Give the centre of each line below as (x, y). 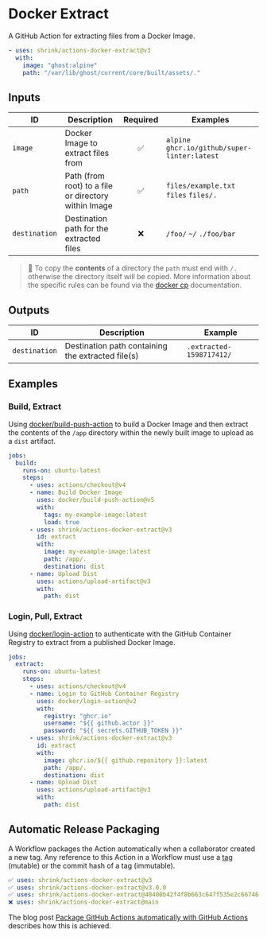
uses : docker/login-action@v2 (87, 701)
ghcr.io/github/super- (209, 148)
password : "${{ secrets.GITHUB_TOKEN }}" (113, 731)
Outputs (29, 310)
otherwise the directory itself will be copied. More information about (139, 277)
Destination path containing (116, 346)
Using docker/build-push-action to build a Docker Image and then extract (128, 424)
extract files (87, 154)
